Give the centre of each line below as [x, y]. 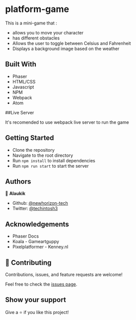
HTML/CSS [24, 81]
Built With [21, 64]
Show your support [36, 300]
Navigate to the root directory [43, 155]
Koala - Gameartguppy [36, 242]
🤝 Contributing [28, 262]
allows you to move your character [48, 32]
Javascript [23, 87]
